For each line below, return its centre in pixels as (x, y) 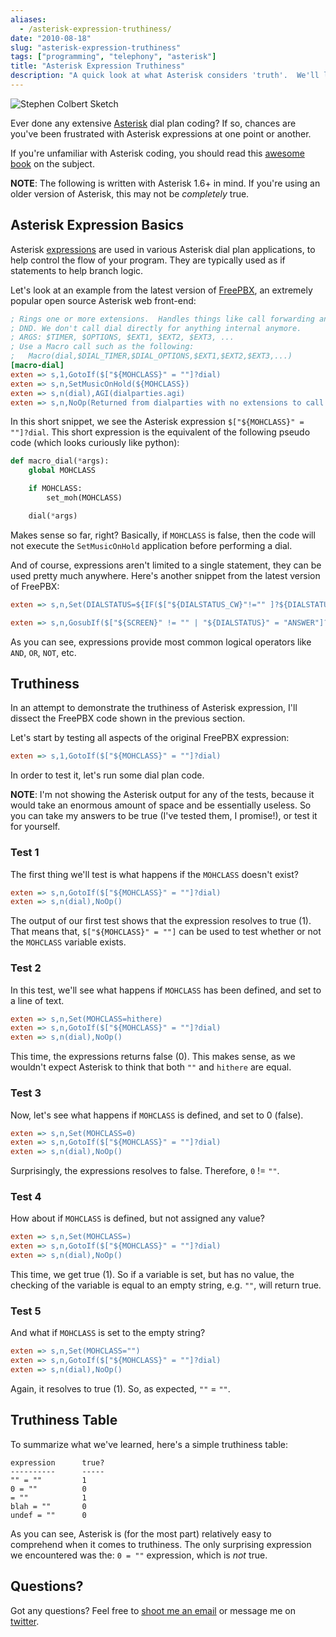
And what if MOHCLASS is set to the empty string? (108, 1333)
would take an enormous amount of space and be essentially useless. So (161, 805)
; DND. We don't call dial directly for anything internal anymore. (156, 328)
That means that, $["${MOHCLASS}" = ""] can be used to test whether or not (166, 932)
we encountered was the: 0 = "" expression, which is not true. (139, 1555)
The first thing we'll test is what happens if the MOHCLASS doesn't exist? (154, 874)
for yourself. (35, 827)
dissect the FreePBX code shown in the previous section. (128, 718)
